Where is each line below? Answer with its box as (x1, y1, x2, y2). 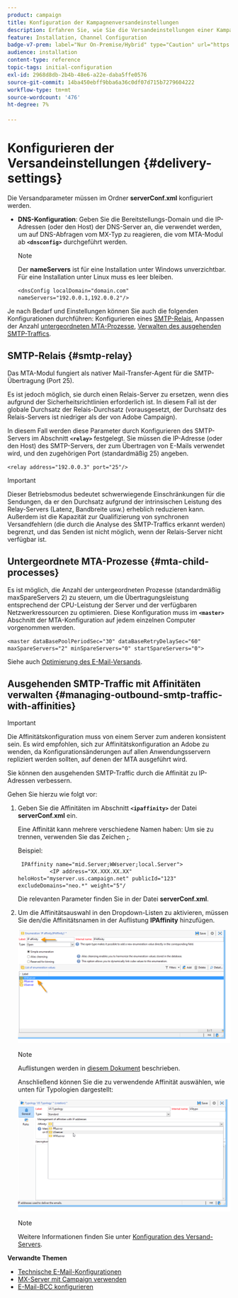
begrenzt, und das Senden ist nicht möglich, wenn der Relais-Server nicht (7, 527, 223, 536)
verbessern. (36, 777, 72, 785)
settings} (7, 170, 63, 187)
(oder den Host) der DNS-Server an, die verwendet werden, (47, 222, 222, 231)
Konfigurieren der (7, 140, 115, 156)
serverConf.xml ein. (17, 811, 78, 820)
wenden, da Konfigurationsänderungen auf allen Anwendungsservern (7, 748, 211, 756)
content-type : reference (7, 57, 81, 64)
